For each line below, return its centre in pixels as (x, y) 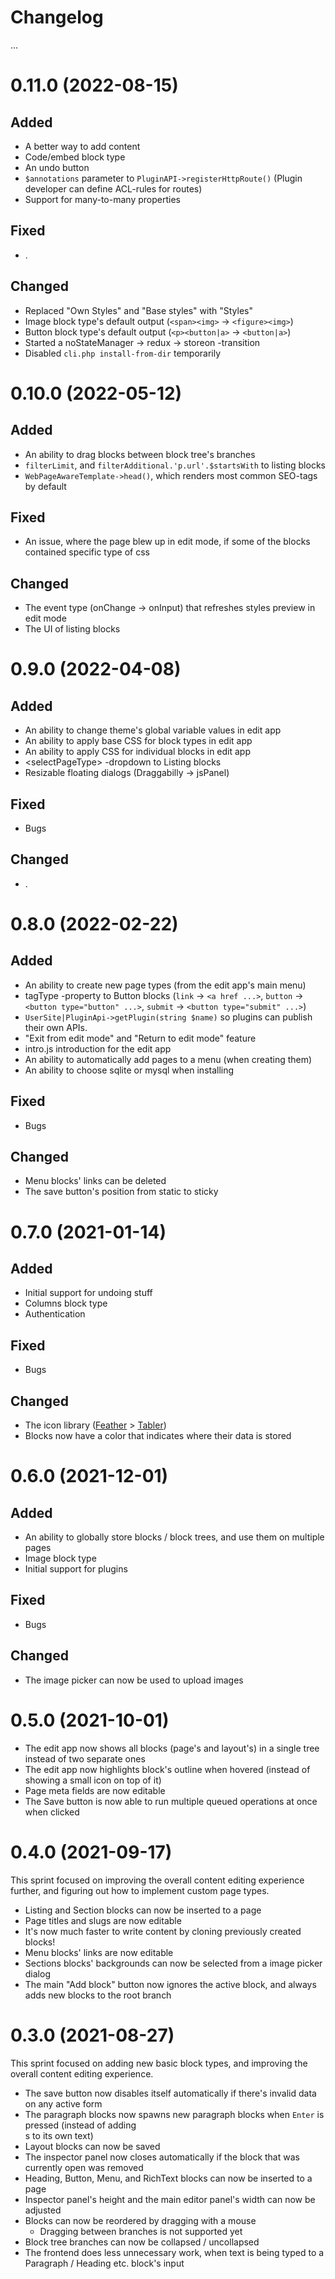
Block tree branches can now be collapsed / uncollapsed (142, 2242)
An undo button (57, 167)
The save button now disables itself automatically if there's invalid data (170, 2093)
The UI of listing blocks (72, 629)
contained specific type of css (87, 552)
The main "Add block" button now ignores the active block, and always (170, 1984)
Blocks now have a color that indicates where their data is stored (158, 1436)
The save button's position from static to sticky (121, 1192)
